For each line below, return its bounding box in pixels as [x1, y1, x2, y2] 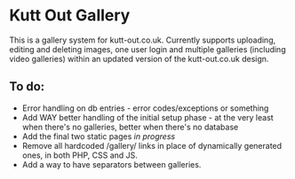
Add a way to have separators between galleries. [21, 159, 202, 169]
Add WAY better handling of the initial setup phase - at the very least [21, 112, 274, 122]
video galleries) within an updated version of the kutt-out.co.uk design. [9, 53, 269, 64]
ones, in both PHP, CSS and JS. [21, 150, 138, 160]
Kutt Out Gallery [9, 5, 131, 26]
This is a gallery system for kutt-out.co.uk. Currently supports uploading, [9, 35, 276, 45]
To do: [9, 79, 45, 94]
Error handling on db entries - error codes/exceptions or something [21, 103, 269, 113]
